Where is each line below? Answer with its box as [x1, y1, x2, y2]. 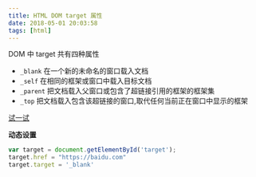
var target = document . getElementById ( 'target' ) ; [8, 146, 177, 154]
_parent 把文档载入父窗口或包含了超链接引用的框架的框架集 [19, 86, 215, 96]
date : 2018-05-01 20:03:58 [8, 19, 98, 27]
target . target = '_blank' [8, 161, 94, 169]
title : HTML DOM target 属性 [8, 11, 103, 20]
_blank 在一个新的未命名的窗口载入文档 [19, 66, 149, 76]
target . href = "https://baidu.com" [8, 153, 127, 162]
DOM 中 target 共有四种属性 [8, 49, 100, 59]
